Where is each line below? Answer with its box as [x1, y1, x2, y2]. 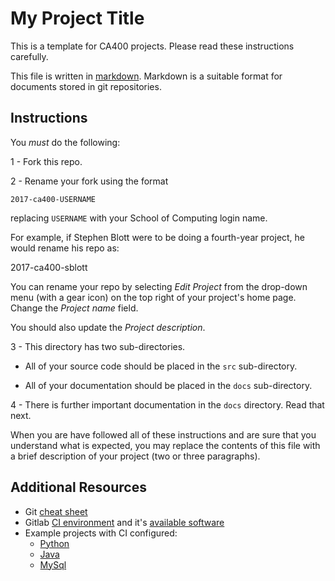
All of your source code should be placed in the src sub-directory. [24, 360, 298, 372]
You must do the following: [10, 136, 121, 148]
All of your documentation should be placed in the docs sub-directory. [24, 379, 313, 391]
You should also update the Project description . [10, 321, 206, 333]
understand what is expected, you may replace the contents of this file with [10, 439, 321, 451]
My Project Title [10, 7, 145, 30]
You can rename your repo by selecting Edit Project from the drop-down [10, 280, 308, 292]
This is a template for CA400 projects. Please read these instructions [10, 40, 295, 52]
